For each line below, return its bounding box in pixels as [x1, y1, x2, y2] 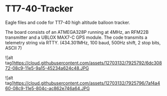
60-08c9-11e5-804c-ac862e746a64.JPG [5, 85, 90, 91]
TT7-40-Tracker [5, 3, 73, 14]
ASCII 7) [5, 45, 22, 51]
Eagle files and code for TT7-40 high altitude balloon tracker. [5, 19, 131, 25]
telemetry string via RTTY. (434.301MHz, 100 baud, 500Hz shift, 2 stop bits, [5, 39, 161, 45]
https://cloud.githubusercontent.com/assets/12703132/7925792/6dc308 [13, 60, 162, 66]
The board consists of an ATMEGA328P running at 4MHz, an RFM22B [5, 29, 149, 35]
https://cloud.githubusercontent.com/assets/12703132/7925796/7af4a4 [13, 80, 161, 86]
